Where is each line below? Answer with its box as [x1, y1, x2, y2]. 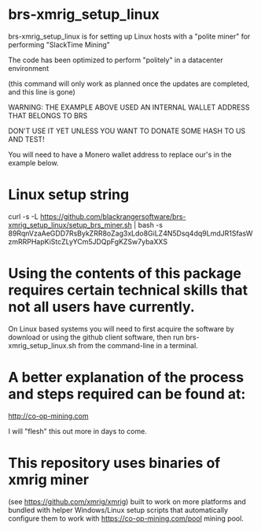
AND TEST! [8, 134, 45, 143]
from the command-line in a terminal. [78, 340, 198, 350]
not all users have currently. [8, 298, 195, 316]
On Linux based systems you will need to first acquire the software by [8, 324, 234, 333]
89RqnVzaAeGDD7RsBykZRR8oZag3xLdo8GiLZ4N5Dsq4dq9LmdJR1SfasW [8, 228, 253, 238]
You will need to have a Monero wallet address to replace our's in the [8, 150, 232, 159]
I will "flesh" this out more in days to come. [8, 426, 147, 436]
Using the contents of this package [8, 265, 242, 283]
